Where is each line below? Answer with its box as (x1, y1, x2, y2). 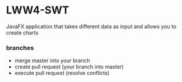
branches (6, 43, 34, 52)
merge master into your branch (14, 57, 90, 64)
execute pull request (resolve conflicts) (14, 70, 110, 77)
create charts (6, 29, 39, 36)
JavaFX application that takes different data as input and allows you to (6, 23, 177, 30)
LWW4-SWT (6, 4, 70, 17)
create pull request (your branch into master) (14, 63, 124, 70)
